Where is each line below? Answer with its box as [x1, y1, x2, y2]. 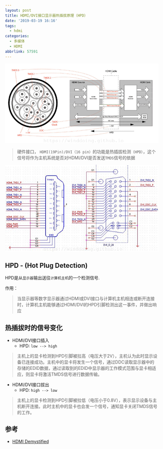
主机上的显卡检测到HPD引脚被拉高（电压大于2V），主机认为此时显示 [17, 353, 153, 359]
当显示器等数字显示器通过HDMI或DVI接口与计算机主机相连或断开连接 [17, 296, 155, 301]
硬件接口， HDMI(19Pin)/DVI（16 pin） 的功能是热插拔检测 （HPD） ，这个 [17, 149, 156, 155]
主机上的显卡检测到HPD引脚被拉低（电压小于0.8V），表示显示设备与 [17, 397, 153, 403]
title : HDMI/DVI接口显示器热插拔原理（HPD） [5, 13, 88, 18]
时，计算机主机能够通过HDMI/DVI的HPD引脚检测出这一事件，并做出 [17, 302, 153, 308]
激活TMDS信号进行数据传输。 [42, 371, 102, 377]
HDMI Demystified [12, 438, 49, 444]
